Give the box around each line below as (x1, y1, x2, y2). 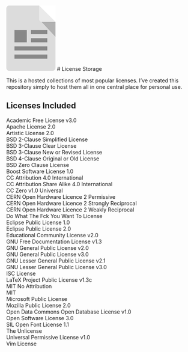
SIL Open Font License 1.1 (6, 321, 69, 328)
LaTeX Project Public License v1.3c (6, 276, 92, 284)
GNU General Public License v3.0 (6, 250, 89, 258)
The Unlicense (6, 327, 42, 335)
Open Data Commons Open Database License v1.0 (6, 308, 132, 315)
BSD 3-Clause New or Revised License (6, 148, 103, 156)
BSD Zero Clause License (6, 161, 70, 168)
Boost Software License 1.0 (6, 168, 74, 175)
